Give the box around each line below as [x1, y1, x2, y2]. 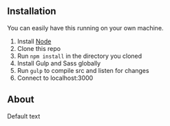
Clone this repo [17, 44, 61, 52]
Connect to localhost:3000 [17, 74, 94, 82]
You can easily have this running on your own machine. [7, 23, 164, 32]
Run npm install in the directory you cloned [17, 52, 142, 60]
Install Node [17, 37, 52, 45]
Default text [7, 112, 41, 120]
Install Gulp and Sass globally [17, 59, 101, 67]
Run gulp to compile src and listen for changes [17, 66, 149, 74]
